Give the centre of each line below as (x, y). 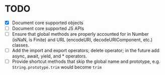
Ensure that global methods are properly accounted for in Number (80, 34)
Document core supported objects (48, 23)
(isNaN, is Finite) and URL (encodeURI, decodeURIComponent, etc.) (82, 40)
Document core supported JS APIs (48, 28)
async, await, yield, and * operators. (50, 56)
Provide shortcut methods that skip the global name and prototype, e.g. (86, 61)
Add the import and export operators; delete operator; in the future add (86, 50)
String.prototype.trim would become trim (57, 67)
